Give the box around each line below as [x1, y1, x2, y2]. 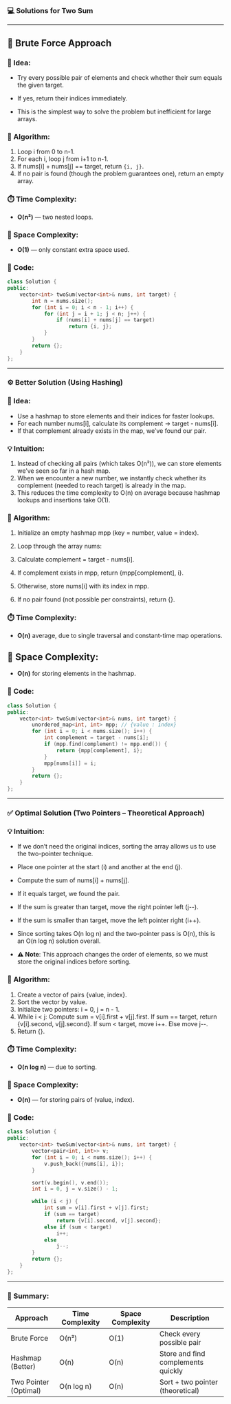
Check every [159, 1329, 201, 1339]
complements [159, 1358, 204, 1368]
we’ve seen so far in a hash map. [16, 467, 111, 475]
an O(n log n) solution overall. [16, 937, 101, 945]
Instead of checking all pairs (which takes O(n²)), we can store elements [16, 460, 222, 468]
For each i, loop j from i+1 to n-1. [16, 155, 109, 163]
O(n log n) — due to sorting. [16, 1063, 98, 1071]
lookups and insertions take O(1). [16, 496, 111, 504]
